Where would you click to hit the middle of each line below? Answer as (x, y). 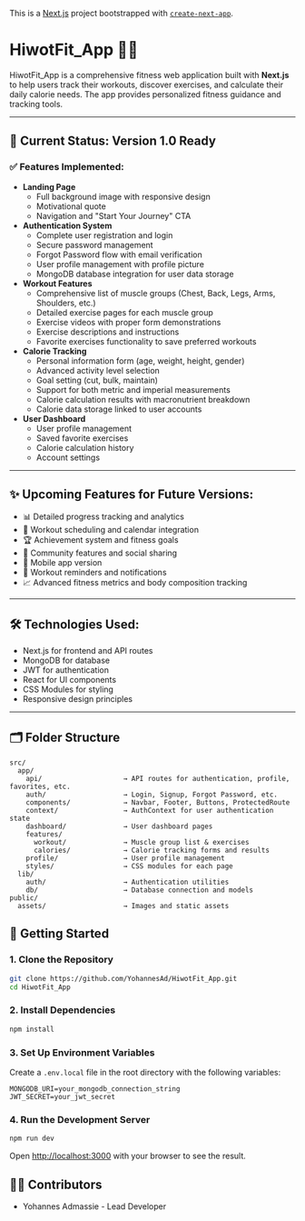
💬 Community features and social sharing (100, 553)
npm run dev (32, 1139)
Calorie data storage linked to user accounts (119, 409)
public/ (24, 898)
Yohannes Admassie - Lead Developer (94, 1206)
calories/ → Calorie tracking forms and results (152, 851)
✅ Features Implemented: (67, 167)
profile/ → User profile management (125, 858)
